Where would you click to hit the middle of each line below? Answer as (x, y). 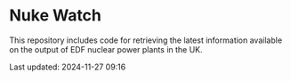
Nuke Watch (56, 16)
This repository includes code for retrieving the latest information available (146, 40)
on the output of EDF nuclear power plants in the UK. (106, 49)
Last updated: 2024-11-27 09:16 (68, 67)
